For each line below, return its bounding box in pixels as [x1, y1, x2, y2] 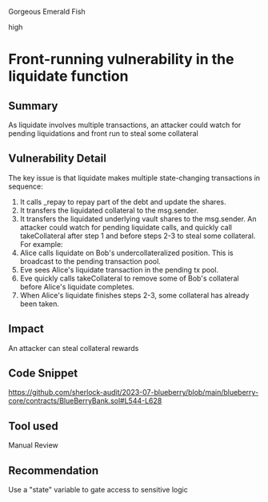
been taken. [19, 299, 60, 309]
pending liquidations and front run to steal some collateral [8, 129, 198, 138]
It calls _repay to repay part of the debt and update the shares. [19, 197, 226, 206]
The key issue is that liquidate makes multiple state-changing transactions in [8, 173, 261, 182]
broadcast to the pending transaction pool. [19, 256, 162, 266]
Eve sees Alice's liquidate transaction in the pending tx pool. [19, 265, 218, 274]
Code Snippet [8, 367, 78, 380]
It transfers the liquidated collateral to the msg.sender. [19, 205, 198, 215]
